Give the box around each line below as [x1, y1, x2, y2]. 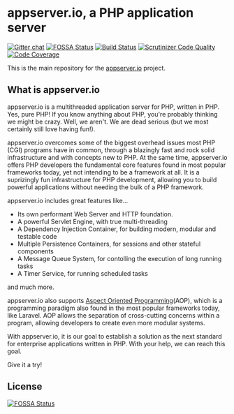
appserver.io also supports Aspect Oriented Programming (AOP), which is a [7, 296, 223, 304]
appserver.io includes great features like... [7, 196, 129, 205]
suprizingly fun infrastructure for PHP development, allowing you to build [7, 175, 217, 184]
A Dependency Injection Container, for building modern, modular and [17, 225, 217, 233]
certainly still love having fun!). [7, 124, 96, 133]
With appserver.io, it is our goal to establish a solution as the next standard [7, 332, 222, 340]
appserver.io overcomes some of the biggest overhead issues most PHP [7, 138, 215, 147]
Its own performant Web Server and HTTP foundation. [17, 209, 173, 218]
